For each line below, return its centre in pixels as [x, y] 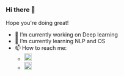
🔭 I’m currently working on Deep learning [66, 35]
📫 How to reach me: [41, 48]
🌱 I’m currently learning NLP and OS [60, 41]
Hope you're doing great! [37, 23]
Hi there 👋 [21, 10]
